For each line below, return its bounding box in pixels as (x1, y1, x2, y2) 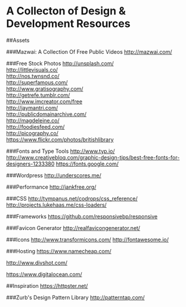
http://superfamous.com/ (6, 79, 68, 86)
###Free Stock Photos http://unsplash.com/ (6, 60, 114, 67)
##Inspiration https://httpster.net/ (6, 282, 88, 289)
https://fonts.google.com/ (55, 160, 119, 167)
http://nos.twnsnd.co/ (6, 72, 60, 79)
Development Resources (6, 17, 131, 30)
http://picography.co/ (6, 130, 58, 137)
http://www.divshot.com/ (6, 259, 67, 266)
